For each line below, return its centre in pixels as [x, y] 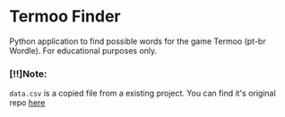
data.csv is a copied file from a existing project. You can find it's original [142, 93]
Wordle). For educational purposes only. [83, 50]
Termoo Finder [65, 17]
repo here [27, 103]
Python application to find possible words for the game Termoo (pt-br [138, 41]
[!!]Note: [28, 73]
